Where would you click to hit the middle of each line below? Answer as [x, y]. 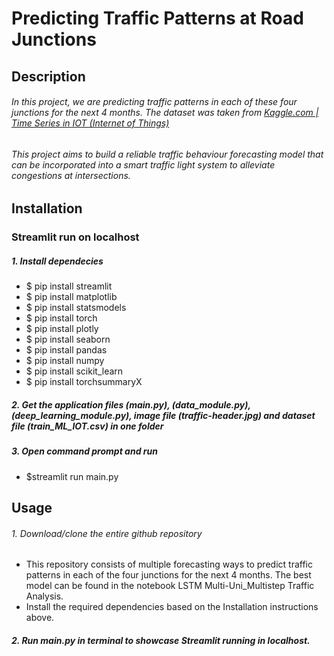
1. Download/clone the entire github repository [107, 533]
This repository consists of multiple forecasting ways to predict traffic [169, 564]
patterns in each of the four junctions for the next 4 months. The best [168, 575]
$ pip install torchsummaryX [84, 382]
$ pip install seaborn [68, 339]
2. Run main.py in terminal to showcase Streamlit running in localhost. [161, 640]
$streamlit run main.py [72, 476]
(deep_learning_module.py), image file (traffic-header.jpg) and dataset [163, 415]
